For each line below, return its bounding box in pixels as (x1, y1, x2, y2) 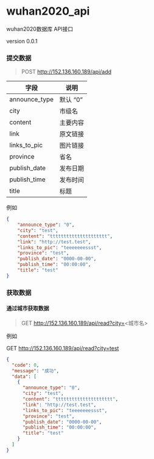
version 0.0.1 (6, 37, 38, 45)
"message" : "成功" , (12, 367, 60, 374)
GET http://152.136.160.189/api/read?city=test (6, 344, 119, 352)
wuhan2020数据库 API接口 (6, 25, 74, 32)
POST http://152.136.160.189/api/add (21, 68, 111, 76)
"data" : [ (12, 374, 37, 380)
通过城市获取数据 (6, 305, 49, 312)
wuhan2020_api (6, 4, 90, 18)
